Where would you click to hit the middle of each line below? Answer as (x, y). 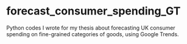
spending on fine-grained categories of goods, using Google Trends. (93, 34)
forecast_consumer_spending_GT (94, 11)
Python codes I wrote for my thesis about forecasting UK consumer (91, 28)
